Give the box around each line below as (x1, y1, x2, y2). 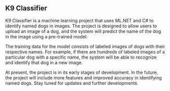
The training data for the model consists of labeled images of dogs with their (5, 43, 165, 50)
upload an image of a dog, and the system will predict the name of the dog (5, 28, 161, 34)
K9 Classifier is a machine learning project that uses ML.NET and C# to (5, 17, 154, 23)
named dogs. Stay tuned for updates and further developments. (5, 80, 139, 86)
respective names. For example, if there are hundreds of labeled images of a (5, 49, 165, 55)
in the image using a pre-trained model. (5, 33, 88, 39)
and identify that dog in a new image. (5, 59, 83, 65)
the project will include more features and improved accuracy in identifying (5, 74, 162, 80)
